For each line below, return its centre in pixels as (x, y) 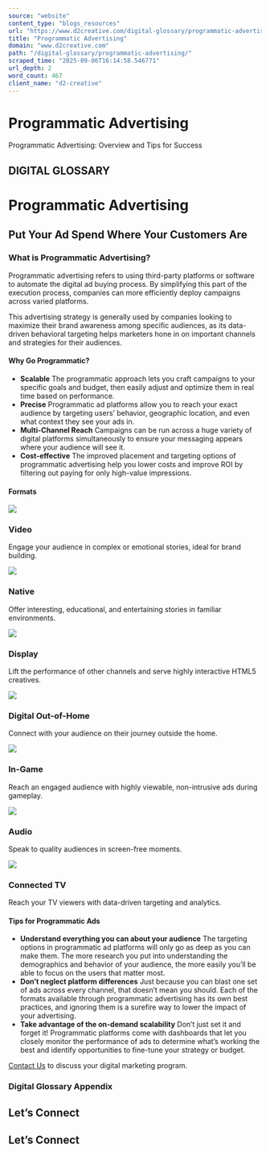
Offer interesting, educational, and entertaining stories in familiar (115, 609)
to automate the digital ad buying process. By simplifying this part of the (128, 284)
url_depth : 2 (30, 68)
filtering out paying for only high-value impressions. (106, 473)
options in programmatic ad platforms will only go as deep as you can (135, 947)
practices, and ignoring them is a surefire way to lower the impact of (133, 1007)
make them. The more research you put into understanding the (124, 956)
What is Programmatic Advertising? (80, 258)
